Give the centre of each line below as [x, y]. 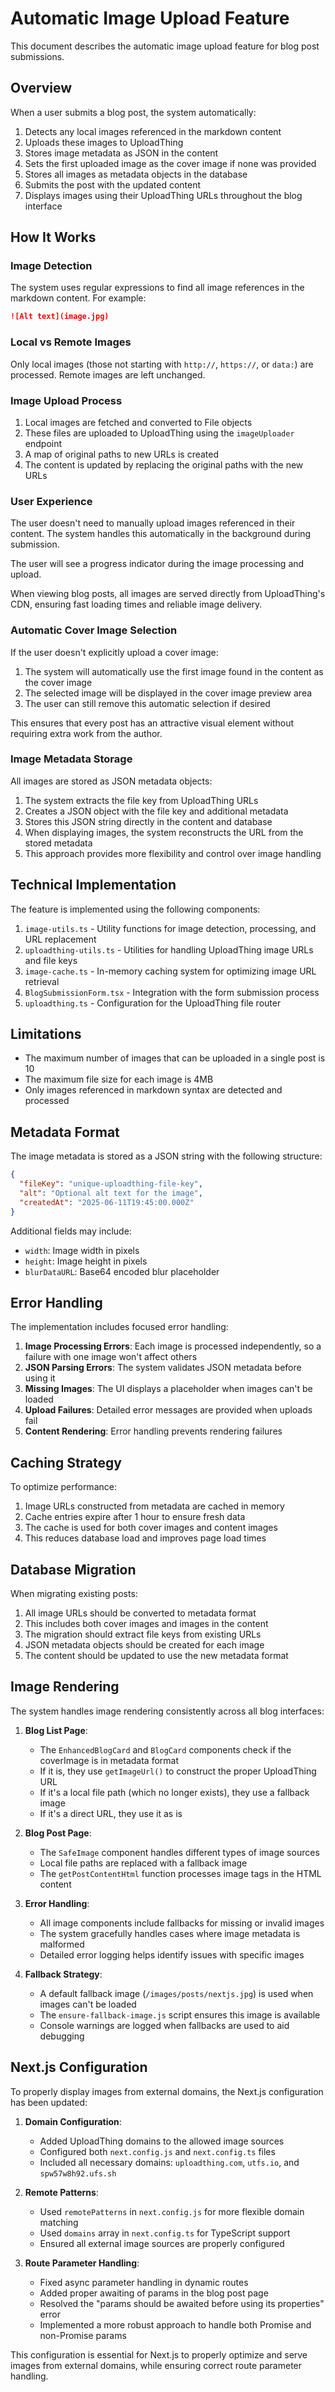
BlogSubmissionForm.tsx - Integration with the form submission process [172, 992]
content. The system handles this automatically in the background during [161, 534]
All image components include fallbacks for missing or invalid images [182, 1923]
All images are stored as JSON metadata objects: [111, 781]
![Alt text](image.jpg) [60, 317]
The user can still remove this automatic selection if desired [147, 703]
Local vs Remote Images [71, 342]
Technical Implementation [93, 885]
